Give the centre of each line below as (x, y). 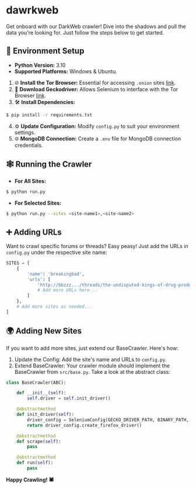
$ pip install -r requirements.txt (49, 115)
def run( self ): (35, 463)
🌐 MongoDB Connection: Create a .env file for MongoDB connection (98, 139)
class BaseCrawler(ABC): (36, 383)
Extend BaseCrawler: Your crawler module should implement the (92, 366)
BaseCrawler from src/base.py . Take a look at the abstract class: (92, 371)
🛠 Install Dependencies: (45, 102)
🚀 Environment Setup (45, 51)
